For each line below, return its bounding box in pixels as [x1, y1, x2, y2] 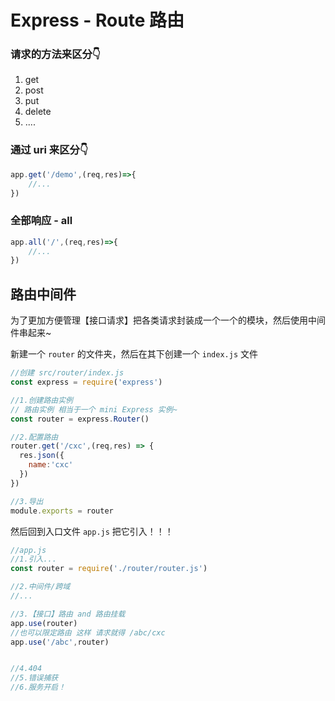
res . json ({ [19, 451, 65, 461]
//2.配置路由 [10, 432, 59, 442]
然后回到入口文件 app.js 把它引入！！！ [10, 525, 174, 537]
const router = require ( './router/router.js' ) [10, 564, 208, 574]
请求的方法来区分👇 [10, 47, 101, 61]
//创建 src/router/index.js [10, 368, 125, 378]
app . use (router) [10, 618, 78, 628]
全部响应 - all [10, 214, 73, 228]
